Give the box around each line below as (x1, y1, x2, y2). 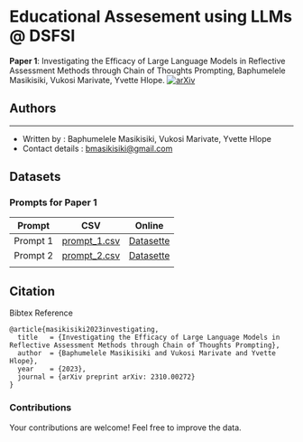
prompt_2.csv (61, 249, 121, 262)
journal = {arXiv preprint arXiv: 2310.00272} (17, 372, 196, 381)
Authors (9, 101, 57, 117)
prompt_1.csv (61, 235, 121, 248)
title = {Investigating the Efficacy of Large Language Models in (17, 333, 280, 343)
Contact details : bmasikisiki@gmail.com (22, 143, 173, 154)
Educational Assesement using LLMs (9, 6, 293, 27)
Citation (9, 283, 56, 299)
